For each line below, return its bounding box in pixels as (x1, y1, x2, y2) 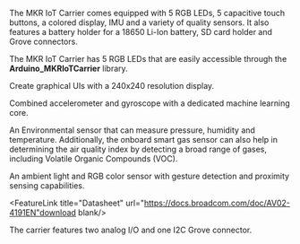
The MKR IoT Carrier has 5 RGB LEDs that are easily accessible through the (9, 54, 287, 64)
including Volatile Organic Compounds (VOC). (9, 153, 178, 164)
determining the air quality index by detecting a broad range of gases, (9, 144, 267, 154)
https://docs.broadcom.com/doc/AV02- (143, 197, 291, 208)
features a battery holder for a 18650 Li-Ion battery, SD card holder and (9, 27, 273, 37)
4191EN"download (9, 207, 76, 218)
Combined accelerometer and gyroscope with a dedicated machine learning (9, 98, 290, 109)
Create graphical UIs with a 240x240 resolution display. (9, 81, 215, 91)
